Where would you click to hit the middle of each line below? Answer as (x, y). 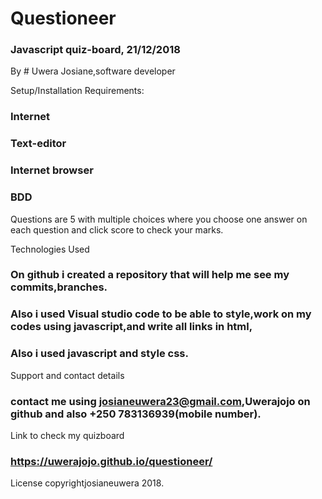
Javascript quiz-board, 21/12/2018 (95, 50)
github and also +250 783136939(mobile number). (136, 414)
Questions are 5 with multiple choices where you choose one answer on (159, 219)
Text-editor (38, 144)
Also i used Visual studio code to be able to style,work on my (161, 314)
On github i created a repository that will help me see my (150, 275)
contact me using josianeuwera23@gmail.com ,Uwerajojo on (160, 401)
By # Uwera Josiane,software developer (93, 71)
